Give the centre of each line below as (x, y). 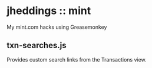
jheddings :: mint (49, 11)
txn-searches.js (37, 45)
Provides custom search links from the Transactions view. (77, 59)
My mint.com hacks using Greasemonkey (57, 27)
